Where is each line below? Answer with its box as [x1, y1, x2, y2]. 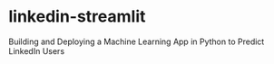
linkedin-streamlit [8, 6, 146, 27]
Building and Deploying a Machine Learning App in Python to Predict [8, 36, 265, 47]
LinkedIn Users [8, 45, 65, 56]
